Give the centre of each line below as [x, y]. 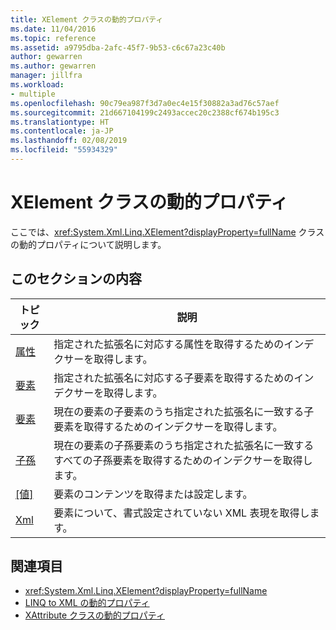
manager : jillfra [46, 76]
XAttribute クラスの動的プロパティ [94, 615]
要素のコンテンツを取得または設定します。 [153, 494]
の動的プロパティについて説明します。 [88, 244]
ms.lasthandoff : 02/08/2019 [69, 141]
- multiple [33, 94]
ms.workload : [37, 85]
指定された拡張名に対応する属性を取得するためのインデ [184, 344]
